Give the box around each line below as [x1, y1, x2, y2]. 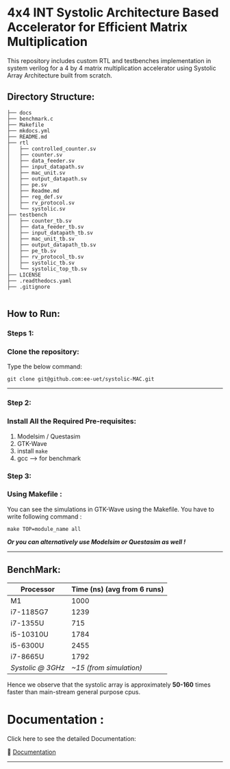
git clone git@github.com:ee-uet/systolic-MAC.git [7, 376, 155, 383]
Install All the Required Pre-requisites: [7, 416, 137, 426]
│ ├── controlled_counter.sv [7, 145, 97, 152]
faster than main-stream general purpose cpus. [7, 687, 141, 696]
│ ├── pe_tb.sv [7, 247, 57, 255]
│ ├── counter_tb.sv [7, 217, 72, 224]
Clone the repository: [7, 346, 80, 356]
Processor [20, 584, 55, 594]
